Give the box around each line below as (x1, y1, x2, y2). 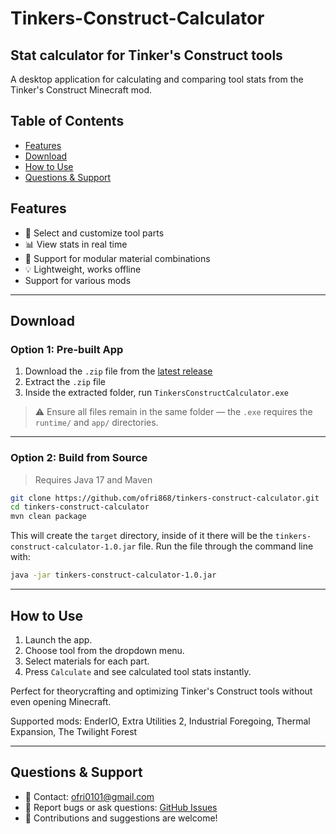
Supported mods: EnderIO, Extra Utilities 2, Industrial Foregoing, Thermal (10, 715, 311, 727)
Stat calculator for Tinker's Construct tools (10, 47, 283, 64)
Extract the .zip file (24, 376, 107, 388)
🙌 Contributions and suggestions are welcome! (24, 812, 218, 824)
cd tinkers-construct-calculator (10, 502, 150, 512)
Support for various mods (24, 274, 132, 286)
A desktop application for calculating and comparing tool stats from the (10, 73, 304, 85)
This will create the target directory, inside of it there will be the (10, 530, 273, 542)
